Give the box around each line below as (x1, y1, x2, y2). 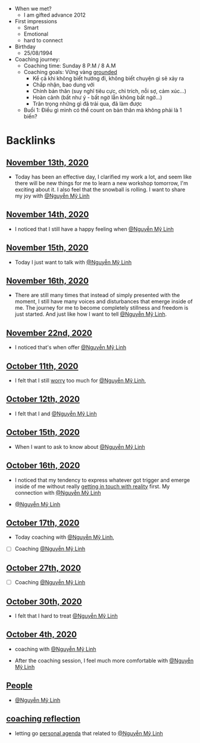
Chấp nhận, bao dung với (32, 81, 95, 88)
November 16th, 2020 (6, 276, 89, 286)
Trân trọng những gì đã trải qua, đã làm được (32, 100, 142, 107)
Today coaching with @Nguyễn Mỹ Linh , (14, 534, 114, 541)
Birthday (14, 43, 36, 50)
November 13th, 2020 (6, 158, 89, 168)
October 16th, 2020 (6, 461, 80, 471)
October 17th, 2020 (6, 517, 80, 528)
